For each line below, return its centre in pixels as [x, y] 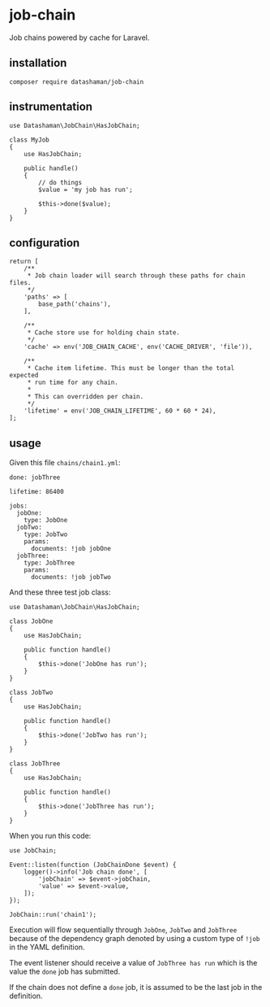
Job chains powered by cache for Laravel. [79, 37]
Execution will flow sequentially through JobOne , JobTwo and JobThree [123, 930]
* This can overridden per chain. [86, 397]
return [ [24, 262]
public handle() [51, 168]
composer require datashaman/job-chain [77, 82]
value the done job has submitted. [65, 972]
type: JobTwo [46, 534]
